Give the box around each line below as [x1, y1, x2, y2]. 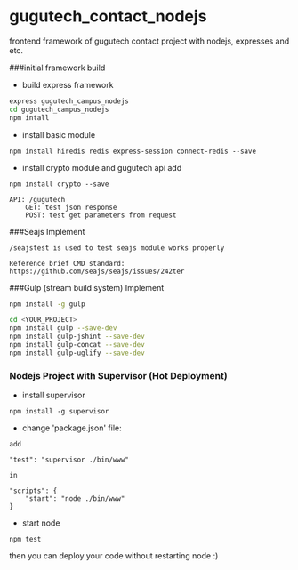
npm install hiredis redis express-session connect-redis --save [9, 147, 256, 156]
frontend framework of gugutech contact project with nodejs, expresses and [9, 36, 290, 46]
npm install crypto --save [9, 180, 109, 189]
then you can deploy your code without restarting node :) [9, 550, 219, 561]
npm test [9, 535, 42, 544]
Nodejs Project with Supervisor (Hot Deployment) [9, 369, 229, 381]
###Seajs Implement [9, 226, 85, 237]
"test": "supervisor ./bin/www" [9, 455, 129, 464]
